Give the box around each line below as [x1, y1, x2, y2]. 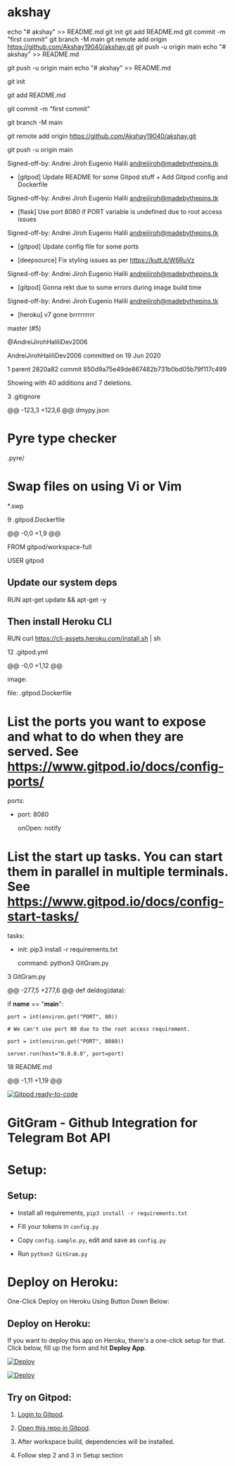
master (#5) [7, 324, 42, 332]
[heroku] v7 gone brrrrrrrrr [17, 310, 95, 319]
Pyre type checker [7, 431, 118, 447]
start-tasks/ [7, 909, 80, 924]
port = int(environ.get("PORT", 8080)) [7, 1038, 125, 1045]
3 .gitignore [7, 392, 41, 400]
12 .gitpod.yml [7, 648, 48, 657]
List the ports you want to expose [7, 714, 206, 729]
